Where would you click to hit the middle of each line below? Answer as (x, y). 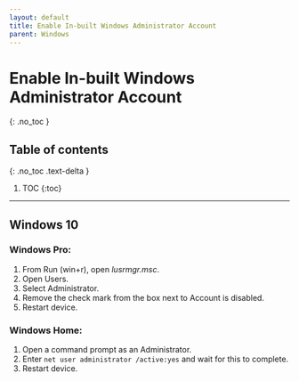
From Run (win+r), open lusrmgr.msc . (91, 269)
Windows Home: (46, 330)
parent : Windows (39, 34)
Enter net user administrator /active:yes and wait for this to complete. (155, 359)
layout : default (39, 17)
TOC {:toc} (42, 189)
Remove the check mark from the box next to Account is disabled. (143, 297)
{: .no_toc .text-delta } (49, 171)
